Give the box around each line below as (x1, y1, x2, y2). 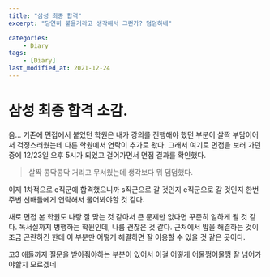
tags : (8, 49, 27, 58)
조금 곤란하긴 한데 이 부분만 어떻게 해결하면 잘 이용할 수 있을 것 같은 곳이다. (8, 232, 246, 241)
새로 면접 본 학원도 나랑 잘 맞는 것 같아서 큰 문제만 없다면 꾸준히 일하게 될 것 (8, 211, 248, 221)
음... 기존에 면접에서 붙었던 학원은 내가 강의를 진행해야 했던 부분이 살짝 (8, 130, 231, 139)
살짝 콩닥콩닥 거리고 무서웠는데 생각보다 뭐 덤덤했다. (28, 167, 193, 177)
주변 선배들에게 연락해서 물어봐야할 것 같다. (8, 194, 145, 204)
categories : (8, 34, 49, 42)
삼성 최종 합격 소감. (8, 102, 128, 120)
